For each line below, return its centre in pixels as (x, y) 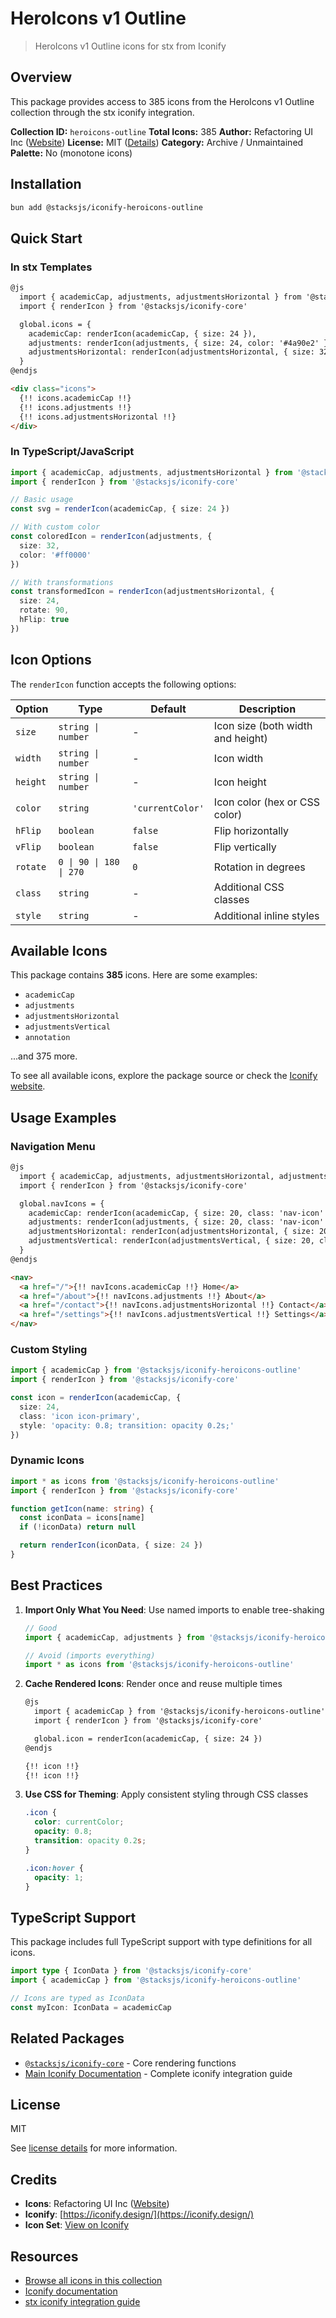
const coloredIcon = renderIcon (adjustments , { (111, 537)
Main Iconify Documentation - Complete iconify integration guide (158, 2073)
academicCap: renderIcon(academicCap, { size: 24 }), (142, 333)
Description (267, 709)
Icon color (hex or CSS (266, 802)
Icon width (238, 758)
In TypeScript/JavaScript (72, 452)
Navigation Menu (53, 1146)
